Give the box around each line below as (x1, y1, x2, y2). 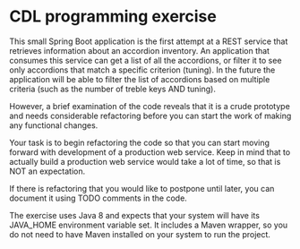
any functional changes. (9, 119, 99, 131)
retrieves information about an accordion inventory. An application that (9, 45, 270, 56)
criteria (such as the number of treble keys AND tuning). (9, 83, 217, 94)
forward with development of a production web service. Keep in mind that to (9, 146, 291, 158)
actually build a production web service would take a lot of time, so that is (9, 156, 281, 167)
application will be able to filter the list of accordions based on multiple (9, 73, 270, 84)
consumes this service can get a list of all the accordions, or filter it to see (9, 55, 282, 65)
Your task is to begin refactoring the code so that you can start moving (9, 137, 270, 148)
